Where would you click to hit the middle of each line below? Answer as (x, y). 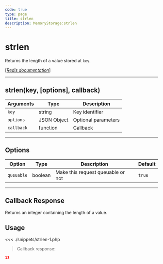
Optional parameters (97, 120)
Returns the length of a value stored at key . (48, 61)
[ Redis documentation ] (28, 70)
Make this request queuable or (90, 172)
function (48, 128)
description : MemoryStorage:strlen (41, 23)
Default (147, 164)
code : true (16, 9)
